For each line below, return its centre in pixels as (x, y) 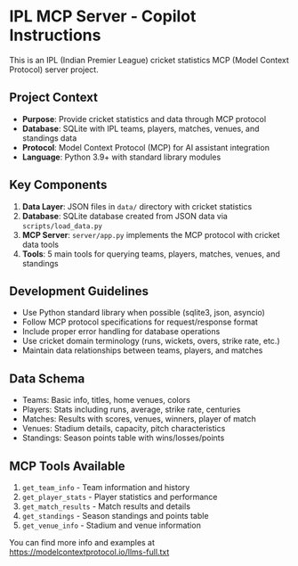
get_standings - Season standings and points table (115, 516)
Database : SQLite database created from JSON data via (125, 216)
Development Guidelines (79, 291)
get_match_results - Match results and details (106, 506)
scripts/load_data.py (62, 226)
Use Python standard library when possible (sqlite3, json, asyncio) (143, 313)
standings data (49, 138)
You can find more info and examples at (82, 542)
